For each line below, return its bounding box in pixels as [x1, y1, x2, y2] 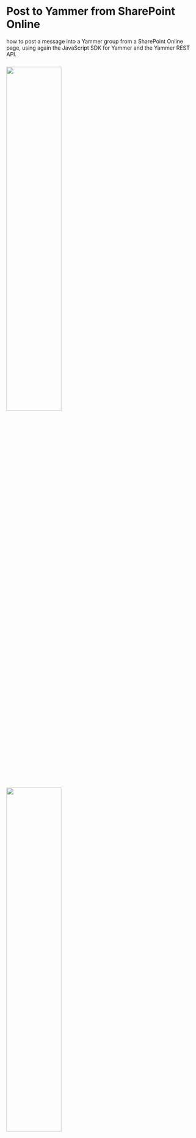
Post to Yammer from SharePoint [6, 4, 176, 18]
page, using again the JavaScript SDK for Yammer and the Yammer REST [6, 44, 191, 51]
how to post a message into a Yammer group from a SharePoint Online [6, 37, 183, 45]
